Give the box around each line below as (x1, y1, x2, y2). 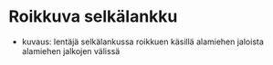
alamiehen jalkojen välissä (21, 45, 121, 56)
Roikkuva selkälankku (8, 6, 178, 27)
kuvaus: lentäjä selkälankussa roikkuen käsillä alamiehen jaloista (21, 36, 264, 47)
